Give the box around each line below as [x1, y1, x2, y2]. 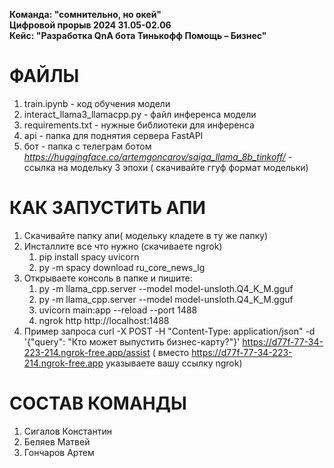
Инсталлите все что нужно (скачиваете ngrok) [23, 240, 223, 252]
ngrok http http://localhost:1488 [38, 314, 170, 326]
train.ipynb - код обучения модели [23, 97, 171, 109]
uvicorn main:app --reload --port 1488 [38, 304, 198, 316]
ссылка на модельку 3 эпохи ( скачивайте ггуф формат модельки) [23, 161, 309, 173]
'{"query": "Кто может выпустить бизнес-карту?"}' [23, 335, 241, 348]
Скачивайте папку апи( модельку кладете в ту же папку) [23, 229, 269, 241]
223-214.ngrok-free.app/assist [23, 346, 151, 358]
